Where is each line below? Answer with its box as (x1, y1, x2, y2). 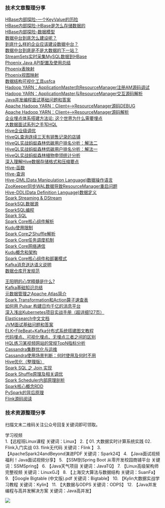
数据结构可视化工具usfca (5, 78, 56, 85)
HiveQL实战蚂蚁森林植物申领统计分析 (5, 152, 81, 159)
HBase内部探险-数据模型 (5, 29, 55, 35)
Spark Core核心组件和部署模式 (5, 255, 67, 261)
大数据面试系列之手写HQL (5, 122, 58, 127)
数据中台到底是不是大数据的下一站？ (5, 47, 79, 53)
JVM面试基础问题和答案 (5, 322, 54, 328)
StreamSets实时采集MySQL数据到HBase (5, 53, 87, 60)
